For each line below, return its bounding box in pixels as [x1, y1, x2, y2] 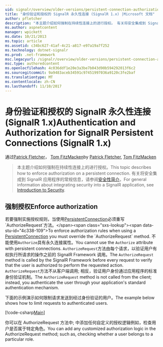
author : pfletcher [5, 16, 42, 21]
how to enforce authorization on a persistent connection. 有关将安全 [16, 170, 153, 176]
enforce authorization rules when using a [54, 228, 136, 233]
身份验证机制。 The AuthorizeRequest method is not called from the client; [5, 274, 152, 280]
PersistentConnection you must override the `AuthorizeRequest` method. [5, 233, 151, 239]
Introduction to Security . [16, 187, 65, 193]
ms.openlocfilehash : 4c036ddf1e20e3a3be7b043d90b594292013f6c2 [5, 66, 136, 71]
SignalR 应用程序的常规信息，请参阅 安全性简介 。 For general [26, 177, 147, 182]
